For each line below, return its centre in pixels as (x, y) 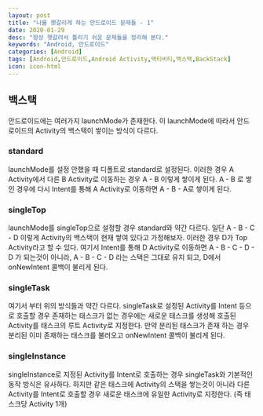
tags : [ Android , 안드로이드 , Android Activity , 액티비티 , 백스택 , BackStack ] (120, 60)
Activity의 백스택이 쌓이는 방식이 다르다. (97, 130)
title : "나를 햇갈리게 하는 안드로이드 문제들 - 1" (81, 23)
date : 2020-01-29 (37, 30)
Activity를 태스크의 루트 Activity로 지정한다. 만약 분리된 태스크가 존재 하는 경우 (129, 326)
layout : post (29, 15)
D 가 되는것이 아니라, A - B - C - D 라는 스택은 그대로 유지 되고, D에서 (115, 257)
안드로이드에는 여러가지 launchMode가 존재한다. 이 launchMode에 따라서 (122, 120)
